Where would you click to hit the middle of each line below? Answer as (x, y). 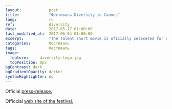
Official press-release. (29, 91)
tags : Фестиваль (38, 48)
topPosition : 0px (28, 62)
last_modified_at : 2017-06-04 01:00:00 (49, 34)
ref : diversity (38, 24)
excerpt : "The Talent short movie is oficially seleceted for (84, 39)
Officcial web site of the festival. (39, 101)
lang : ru (29, 19)
